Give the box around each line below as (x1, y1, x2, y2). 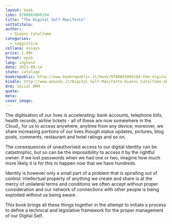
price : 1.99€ (5, 50, 33, 55)
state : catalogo (5, 70, 40, 75)
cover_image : (5, 98, 33, 103)
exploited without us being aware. (5, 192, 77, 198)
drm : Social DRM (5, 84, 40, 89)
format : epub (5, 55, 33, 60)
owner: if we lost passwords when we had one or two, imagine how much (5, 155, 160, 161)
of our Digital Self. (5, 213, 44, 219)
